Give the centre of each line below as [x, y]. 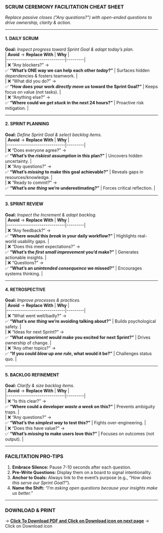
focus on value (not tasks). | [33, 92]
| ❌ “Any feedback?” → [28, 230]
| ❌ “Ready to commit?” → [31, 182]
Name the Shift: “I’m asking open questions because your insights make [85, 488]
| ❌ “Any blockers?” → [27, 65]
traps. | [12, 412]
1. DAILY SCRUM [22, 38]
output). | [14, 439]
